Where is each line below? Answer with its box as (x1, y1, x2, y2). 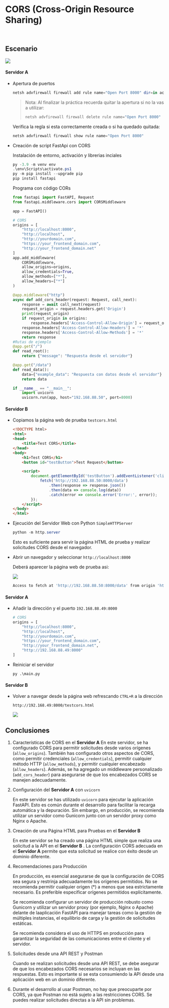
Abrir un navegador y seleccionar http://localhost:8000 (12, 554, 131, 560)
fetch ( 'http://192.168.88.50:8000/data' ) (39, 478, 128, 484)
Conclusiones (5, 726, 50, 735)
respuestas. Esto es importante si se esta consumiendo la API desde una (12, 971, 164, 977)
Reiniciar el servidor (12, 662, 54, 668)
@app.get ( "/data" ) (12, 363, 51, 368)
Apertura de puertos (12, 80, 55, 86)
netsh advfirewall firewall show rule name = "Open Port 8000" (12, 133, 144, 138)
